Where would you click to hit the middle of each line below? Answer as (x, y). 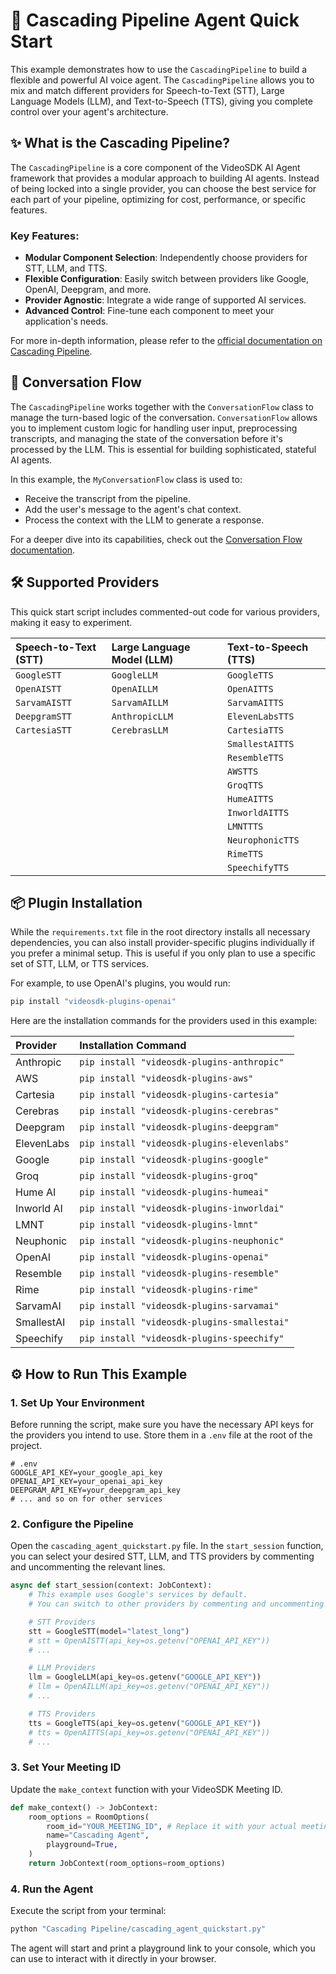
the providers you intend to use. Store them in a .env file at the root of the (161, 1435)
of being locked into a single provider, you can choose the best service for (163, 188)
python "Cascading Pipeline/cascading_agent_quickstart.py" (138, 1929)
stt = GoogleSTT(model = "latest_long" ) (109, 1631)
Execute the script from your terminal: (88, 1911)
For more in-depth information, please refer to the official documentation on (166, 341)
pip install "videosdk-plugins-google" (174, 1160)
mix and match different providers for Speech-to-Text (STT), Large (147, 90)
